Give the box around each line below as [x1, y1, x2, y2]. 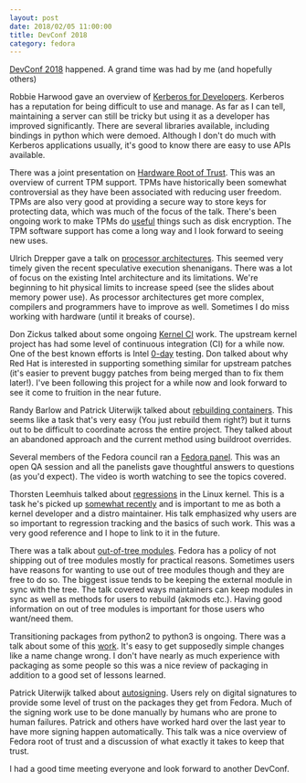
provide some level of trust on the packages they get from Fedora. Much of [9, 697, 292, 708]
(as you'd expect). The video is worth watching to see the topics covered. [9, 471, 287, 482]
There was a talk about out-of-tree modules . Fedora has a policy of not [9, 545, 277, 556]
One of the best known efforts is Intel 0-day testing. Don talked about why [9, 348, 289, 359]
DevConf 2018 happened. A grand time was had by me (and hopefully [9, 64, 272, 75]
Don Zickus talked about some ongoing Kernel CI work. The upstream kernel [9, 329, 298, 340]
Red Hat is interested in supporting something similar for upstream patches [9, 358, 292, 369]
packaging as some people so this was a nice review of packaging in [9, 660, 269, 672]
